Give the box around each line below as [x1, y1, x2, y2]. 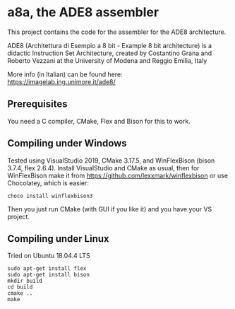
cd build [7, 284, 33, 291]
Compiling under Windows [7, 137, 127, 149]
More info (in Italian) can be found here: [7, 70, 123, 78]
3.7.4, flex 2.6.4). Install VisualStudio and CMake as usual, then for [7, 163, 200, 172]
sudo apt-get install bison [7, 272, 90, 279]
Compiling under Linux [7, 233, 109, 245]
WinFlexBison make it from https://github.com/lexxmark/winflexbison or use [7, 171, 228, 180]
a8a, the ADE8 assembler [7, 4, 159, 21]
